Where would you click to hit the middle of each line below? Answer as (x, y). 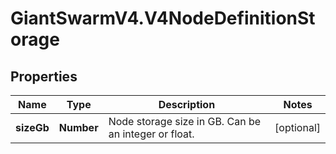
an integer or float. (151, 134)
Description (187, 104)
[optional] (297, 127)
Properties (44, 76)
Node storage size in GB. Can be (185, 121)
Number (78, 127)
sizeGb (32, 127)
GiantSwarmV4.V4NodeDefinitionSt (163, 18)
